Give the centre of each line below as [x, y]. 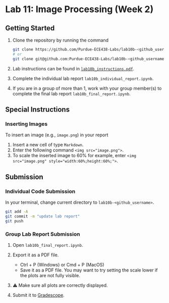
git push [14, 221]
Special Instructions [37, 110]
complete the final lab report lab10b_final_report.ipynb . [72, 93]
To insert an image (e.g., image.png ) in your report [57, 135]
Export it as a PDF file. [36, 255]
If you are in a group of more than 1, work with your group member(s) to [87, 88]
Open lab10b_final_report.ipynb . [48, 245]
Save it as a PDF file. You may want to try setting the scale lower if [89, 270]
